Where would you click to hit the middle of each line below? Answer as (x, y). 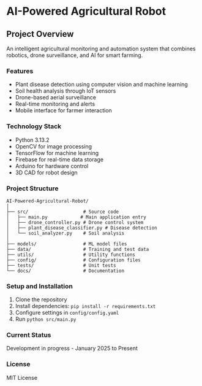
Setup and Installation (40, 286)
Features (20, 71)
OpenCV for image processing (54, 146)
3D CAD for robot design (46, 172)
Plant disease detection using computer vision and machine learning (101, 85)
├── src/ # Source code (63, 212)
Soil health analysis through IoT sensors (65, 91)
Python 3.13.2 (32, 140)
